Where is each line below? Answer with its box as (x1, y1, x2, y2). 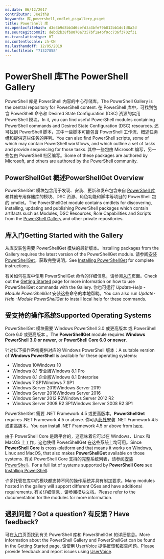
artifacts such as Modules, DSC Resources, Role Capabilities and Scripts (5, 210, 152, 216)
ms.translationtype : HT (5, 35, 54, 40)
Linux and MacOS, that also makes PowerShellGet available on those (5, 450, 145, 456)
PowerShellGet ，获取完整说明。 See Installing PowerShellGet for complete (5, 257, 154, 263)
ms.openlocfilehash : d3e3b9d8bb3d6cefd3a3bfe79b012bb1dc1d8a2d (5, 25, 137, 30)
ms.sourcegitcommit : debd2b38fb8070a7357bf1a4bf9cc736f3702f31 (5, 30, 137, 35)
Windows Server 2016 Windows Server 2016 (12, 390, 101, 396)
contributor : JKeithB (5, 12, 49, 17)
